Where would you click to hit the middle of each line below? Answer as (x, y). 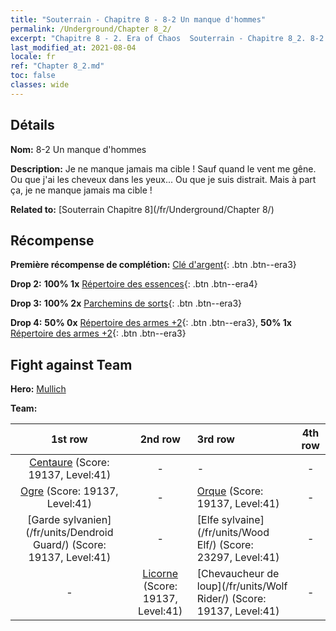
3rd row (215, 439)
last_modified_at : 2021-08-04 (73, 47)
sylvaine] (243, 520)
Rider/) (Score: (231, 599)
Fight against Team (71, 364)
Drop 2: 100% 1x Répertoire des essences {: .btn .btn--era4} (134, 284)
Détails (32, 125)
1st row (69, 439)
